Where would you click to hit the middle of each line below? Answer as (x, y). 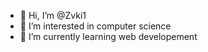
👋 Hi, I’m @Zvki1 (53, 15)
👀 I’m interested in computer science (95, 26)
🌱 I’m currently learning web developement (108, 36)
